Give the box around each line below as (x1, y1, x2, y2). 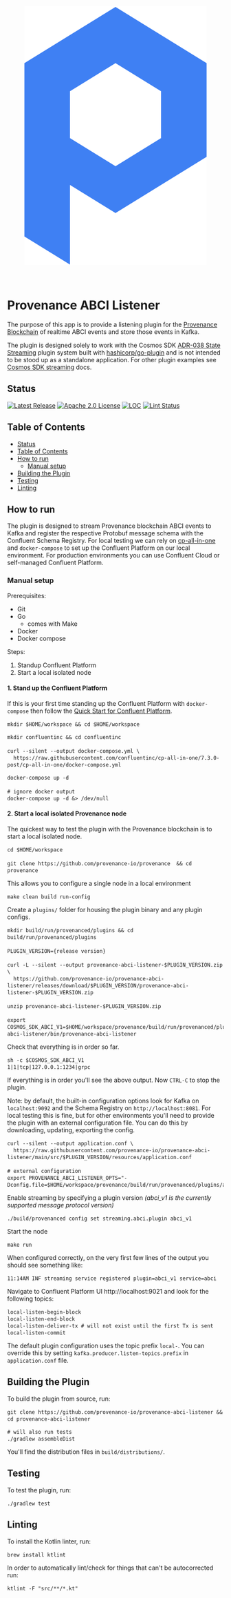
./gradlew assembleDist (7, 1435, 76, 1442)
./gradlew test (7, 1500, 51, 1507)
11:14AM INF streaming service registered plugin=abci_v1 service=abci (7, 1275, 217, 1282)
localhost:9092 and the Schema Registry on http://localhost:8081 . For (7, 1104, 211, 1112)
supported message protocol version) (7, 1201, 115, 1210)
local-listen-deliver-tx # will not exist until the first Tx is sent (7, 1323, 214, 1330)
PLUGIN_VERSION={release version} (7, 948, 107, 955)
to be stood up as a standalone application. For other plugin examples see (7, 355, 217, 364)
